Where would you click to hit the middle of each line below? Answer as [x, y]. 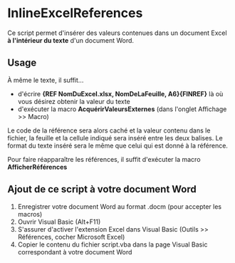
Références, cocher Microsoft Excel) [71, 237]
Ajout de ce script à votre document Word [102, 189]
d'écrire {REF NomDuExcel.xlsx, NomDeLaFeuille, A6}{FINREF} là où [120, 93]
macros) [30, 214]
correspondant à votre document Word [75, 252]
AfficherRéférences [37, 167]
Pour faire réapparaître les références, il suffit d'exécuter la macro [104, 159]
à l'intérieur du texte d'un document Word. [70, 40]
